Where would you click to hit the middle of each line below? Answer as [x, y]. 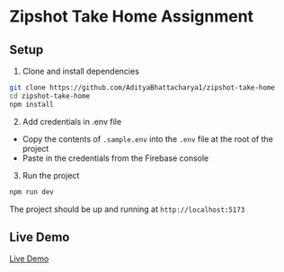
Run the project [51, 175]
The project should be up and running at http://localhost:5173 [127, 209]
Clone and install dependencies [80, 71]
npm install [31, 104]
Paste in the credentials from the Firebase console [115, 158]
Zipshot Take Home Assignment [132, 17]
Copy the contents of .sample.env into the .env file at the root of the [148, 139]
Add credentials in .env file [72, 121]
